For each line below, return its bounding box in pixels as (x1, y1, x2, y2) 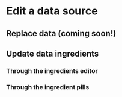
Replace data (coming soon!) (6, 28, 117, 39)
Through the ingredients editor (6, 66, 98, 75)
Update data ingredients (6, 48, 99, 58)
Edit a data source (6, 4, 98, 18)
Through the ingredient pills (6, 83, 90, 91)
